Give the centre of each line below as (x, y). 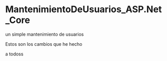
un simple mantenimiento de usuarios (45, 34)
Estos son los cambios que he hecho (44, 44)
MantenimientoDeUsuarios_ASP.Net (83, 9)
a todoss (15, 54)
